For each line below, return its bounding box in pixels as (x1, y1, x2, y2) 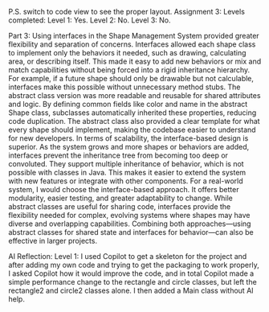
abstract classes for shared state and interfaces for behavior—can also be (8, 228, 255, 236)
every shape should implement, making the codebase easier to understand (8, 125, 256, 134)
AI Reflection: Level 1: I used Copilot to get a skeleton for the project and (8, 252, 247, 261)
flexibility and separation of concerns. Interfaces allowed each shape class (8, 39, 256, 49)
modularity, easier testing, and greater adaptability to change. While (8, 193, 233, 203)
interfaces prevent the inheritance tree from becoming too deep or (8, 150, 229, 160)
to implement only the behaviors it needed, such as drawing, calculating (8, 48, 247, 57)
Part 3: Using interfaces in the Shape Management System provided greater (8, 31, 259, 40)
